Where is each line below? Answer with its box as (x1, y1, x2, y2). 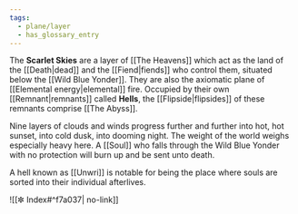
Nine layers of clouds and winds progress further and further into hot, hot (9, 121, 284, 131)
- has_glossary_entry (17, 30, 100, 39)
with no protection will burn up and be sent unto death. (9, 150, 215, 160)
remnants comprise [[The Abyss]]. (9, 103, 138, 114)
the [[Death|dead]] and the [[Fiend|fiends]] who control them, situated (9, 64, 273, 75)
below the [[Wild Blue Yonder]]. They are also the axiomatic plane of (9, 74, 265, 85)
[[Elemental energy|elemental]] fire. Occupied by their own (9, 83, 230, 95)
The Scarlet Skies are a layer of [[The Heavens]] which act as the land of (9, 55, 284, 66)
